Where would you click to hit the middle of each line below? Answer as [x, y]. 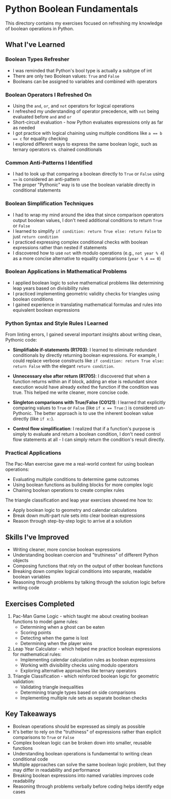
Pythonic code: [21, 340]
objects [21, 561]
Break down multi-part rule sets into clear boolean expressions [79, 515]
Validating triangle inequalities [52, 687]
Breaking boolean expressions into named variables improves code [83, 775]
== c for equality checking [40, 138]
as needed [24, 127]
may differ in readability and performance [56, 770]
